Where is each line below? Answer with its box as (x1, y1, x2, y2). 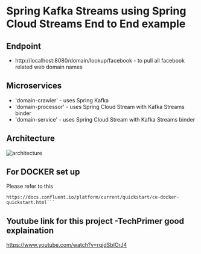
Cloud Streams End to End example (6, 17, 186, 31)
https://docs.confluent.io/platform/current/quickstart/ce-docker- (6, 194, 180, 200)
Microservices (6, 81, 62, 91)
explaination (6, 225, 54, 235)
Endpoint (6, 41, 41, 51)
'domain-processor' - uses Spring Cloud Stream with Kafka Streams (14, 103, 185, 110)
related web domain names (14, 63, 83, 70)
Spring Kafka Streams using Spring (6, 4, 187, 18)
